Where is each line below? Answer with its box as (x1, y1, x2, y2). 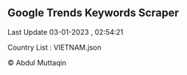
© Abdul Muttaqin (7, 58, 67, 67)
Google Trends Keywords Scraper (7, 6, 179, 20)
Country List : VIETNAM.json (7, 43, 101, 52)
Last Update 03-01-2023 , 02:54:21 (7, 27, 124, 36)
